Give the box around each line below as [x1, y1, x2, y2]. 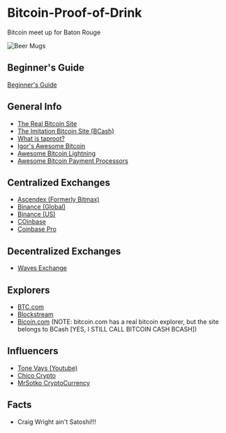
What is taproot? [17, 134, 65, 143]
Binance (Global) [17, 203, 66, 211]
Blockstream [17, 310, 54, 318]
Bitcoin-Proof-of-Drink [7, 5, 142, 21]
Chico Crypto [17, 371, 56, 379]
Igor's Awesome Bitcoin [17, 141, 86, 150]
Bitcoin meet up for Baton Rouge [7, 28, 101, 36]
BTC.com [17, 303, 44, 311]
